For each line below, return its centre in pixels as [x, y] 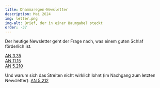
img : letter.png [21, 18]
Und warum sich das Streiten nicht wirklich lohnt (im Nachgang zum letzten [80, 75]
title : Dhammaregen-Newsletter [37, 9]
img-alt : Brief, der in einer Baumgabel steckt [54, 23]
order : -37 [16, 28]
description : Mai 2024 [28, 14]
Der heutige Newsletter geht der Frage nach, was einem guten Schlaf [74, 41]
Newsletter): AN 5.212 [27, 81]
